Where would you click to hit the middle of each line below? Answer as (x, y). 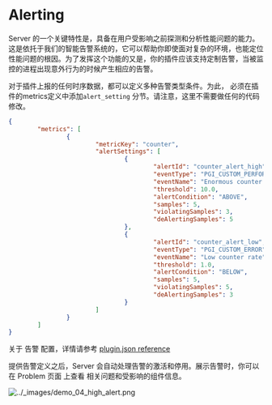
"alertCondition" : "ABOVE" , (201, 197)
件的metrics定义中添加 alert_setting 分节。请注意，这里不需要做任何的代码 (134, 96)
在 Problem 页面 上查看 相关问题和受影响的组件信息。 (97, 376)
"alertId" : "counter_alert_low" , (210, 242)
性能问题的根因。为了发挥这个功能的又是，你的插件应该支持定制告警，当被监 (136, 58)
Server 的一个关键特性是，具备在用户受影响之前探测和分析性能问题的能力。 (134, 38)
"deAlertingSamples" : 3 (193, 295)
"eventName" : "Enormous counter (208, 181)
